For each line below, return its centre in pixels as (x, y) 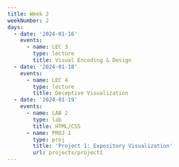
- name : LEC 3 (47, 47)
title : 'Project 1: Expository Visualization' (103, 146)
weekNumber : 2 (28, 21)
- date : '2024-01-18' (46, 67)
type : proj (49, 139)
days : (15, 27)
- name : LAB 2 (47, 113)
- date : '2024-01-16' (46, 34)
